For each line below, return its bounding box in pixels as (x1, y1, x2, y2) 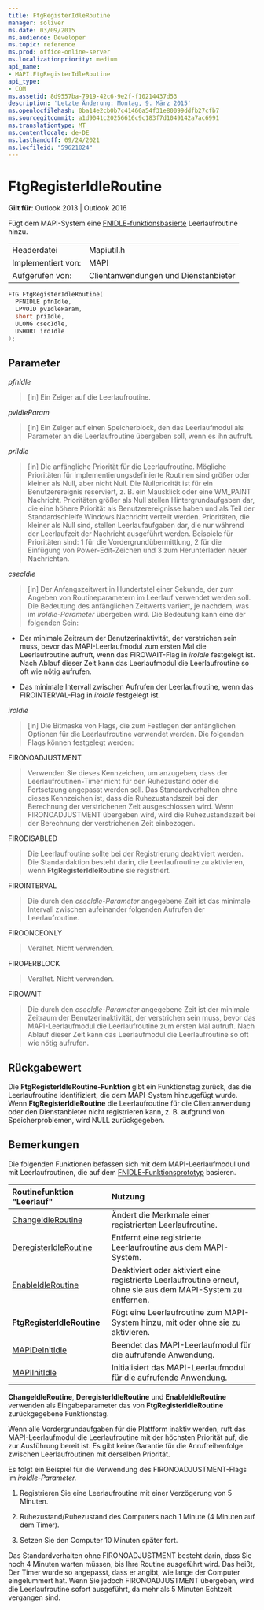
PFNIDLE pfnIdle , (15, 298, 72, 306)
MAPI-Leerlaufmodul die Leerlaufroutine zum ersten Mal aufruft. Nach (27, 1021, 255, 1031)
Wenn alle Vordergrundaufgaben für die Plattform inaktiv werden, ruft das (8, 1424, 246, 1433)
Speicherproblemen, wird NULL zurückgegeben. (8, 1116, 165, 1125)
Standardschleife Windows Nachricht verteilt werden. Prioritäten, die (27, 512, 250, 522)
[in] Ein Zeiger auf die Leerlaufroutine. (27, 392, 151, 402)
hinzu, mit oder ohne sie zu (141, 1317, 241, 1328)
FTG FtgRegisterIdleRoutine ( (8, 291, 104, 299)
